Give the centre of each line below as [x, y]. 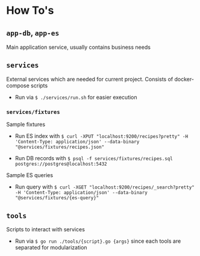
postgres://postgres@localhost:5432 [61, 164]
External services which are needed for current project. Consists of [90, 79]
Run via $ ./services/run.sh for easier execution [76, 97]
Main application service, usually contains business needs [78, 47]
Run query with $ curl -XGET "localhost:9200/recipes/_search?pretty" [105, 187]
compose [18, 86]
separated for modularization [51, 247]
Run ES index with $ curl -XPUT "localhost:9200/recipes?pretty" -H [102, 136]
